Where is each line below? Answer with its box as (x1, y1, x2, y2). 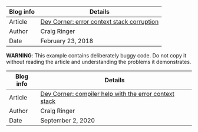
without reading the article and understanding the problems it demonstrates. (6, 59, 192, 65)
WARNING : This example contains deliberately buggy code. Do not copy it (6, 52, 187, 59)
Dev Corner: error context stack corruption (40, 18, 159, 25)
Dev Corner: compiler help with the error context (40, 90, 175, 98)
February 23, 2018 (40, 37, 94, 45)
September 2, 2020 (40, 117, 95, 124)
